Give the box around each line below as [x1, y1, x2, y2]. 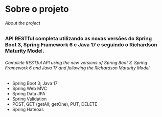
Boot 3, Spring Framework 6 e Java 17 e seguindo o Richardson [5, 41, 158, 48]
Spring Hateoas [12, 106, 44, 112]
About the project [5, 20, 41, 26]
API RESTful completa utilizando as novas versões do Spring [5, 35, 152, 42]
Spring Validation [12, 96, 47, 102]
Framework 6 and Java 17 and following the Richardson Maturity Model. [5, 65, 151, 71]
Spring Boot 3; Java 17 [12, 80, 58, 86]
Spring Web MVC [12, 85, 47, 91]
